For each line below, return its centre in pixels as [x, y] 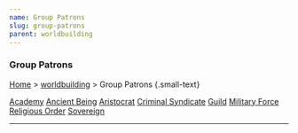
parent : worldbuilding [51, 34]
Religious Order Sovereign [57, 111]
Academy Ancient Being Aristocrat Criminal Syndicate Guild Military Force [144, 101]
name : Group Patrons [47, 17]
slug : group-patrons [47, 26]
